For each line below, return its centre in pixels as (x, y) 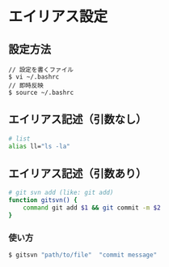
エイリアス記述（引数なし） (78, 120)
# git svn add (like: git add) (61, 193)
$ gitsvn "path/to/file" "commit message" (83, 255)
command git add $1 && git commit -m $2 (92, 208)
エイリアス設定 (58, 17)
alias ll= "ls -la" (39, 146)
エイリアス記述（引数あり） (78, 173)
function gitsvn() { (43, 200)
